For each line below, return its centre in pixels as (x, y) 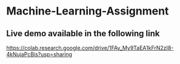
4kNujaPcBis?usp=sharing (39, 54)
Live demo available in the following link (83, 34)
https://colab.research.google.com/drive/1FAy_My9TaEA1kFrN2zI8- (90, 48)
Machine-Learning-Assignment (88, 11)
